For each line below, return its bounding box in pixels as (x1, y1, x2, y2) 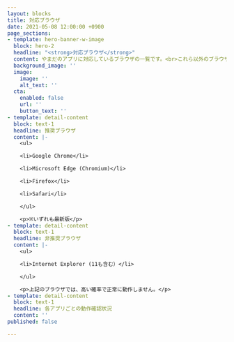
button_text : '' (19, 107, 68, 114)
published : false (7, 318, 58, 325)
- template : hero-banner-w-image (7, 36, 104, 43)
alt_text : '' (19, 82, 58, 89)
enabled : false (19, 95, 64, 102)
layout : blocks (7, 10, 52, 17)
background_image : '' (13, 62, 77, 69)
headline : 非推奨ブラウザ (13, 235, 81, 242)
